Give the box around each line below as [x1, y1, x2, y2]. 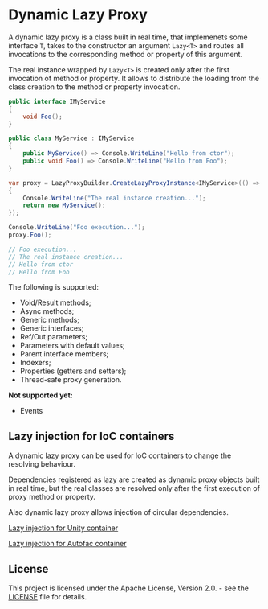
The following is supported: [8, 282, 99, 292]
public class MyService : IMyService [8, 134, 135, 142]
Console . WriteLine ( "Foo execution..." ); [8, 224, 146, 232]
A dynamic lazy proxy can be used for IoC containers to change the [8, 451, 232, 460]
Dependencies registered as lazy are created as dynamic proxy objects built [8, 475, 260, 484]
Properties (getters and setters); [19, 366, 127, 376]
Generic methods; [19, 315, 80, 325]
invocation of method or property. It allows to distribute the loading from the [8, 73, 259, 83]
